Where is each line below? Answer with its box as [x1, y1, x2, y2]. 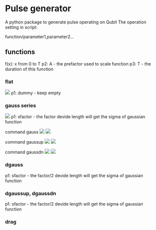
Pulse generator [5, 3, 72, 14]
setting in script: [5, 24, 38, 30]
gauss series [5, 102, 37, 109]
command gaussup [5, 139, 44, 145]
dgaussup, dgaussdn [5, 190, 57, 197]
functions [5, 48, 35, 56]
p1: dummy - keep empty [11, 90, 61, 96]
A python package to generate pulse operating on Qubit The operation [5, 19, 146, 25]
